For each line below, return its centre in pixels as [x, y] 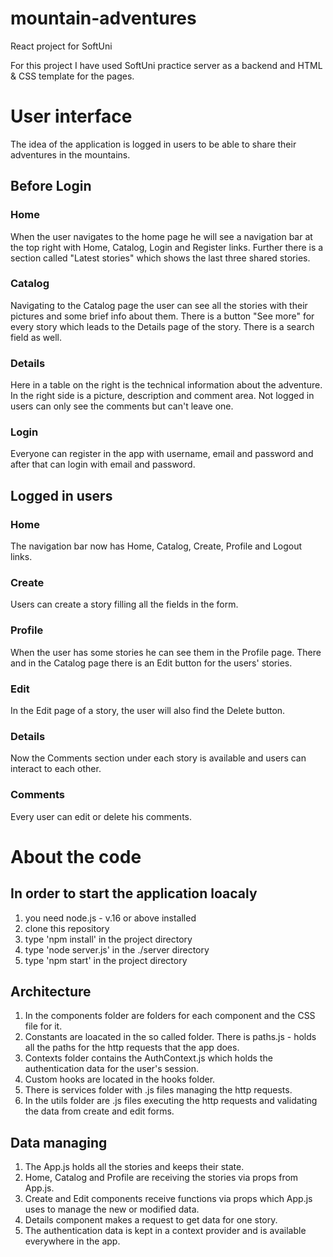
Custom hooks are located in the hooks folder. [120, 1079]
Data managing [59, 1142]
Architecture [51, 992]
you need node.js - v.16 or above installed [110, 918]
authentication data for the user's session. [112, 1069]
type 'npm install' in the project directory [108, 939]
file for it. [43, 1026]
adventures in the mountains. [70, 154]
